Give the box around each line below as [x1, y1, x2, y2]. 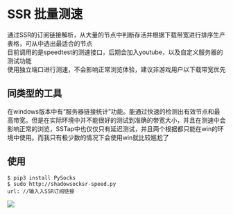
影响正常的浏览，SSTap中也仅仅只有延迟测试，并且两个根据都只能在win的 [7, 124, 218, 132]
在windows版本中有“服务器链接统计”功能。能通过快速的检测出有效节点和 [7, 107, 215, 115]
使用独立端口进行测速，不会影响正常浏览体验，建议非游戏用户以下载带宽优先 [7, 65, 226, 74]
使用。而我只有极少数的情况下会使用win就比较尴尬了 [19, 133, 170, 141]
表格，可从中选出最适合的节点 [7, 39, 92, 47]
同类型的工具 [7, 87, 62, 99]
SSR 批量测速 [7, 6, 83, 22]
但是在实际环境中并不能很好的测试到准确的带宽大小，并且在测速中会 [31, 116, 226, 124]
